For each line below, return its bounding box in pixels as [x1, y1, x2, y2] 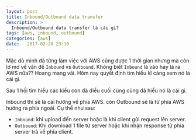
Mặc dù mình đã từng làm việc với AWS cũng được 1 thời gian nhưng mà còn [6, 57, 190, 64]
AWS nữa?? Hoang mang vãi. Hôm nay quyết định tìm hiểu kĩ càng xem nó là [6, 69, 190, 76]
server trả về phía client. [14, 128, 74, 135]
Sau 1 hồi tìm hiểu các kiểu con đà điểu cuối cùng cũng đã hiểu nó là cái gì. [6, 87, 187, 94]
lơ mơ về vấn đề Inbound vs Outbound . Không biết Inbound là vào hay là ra [6, 63, 180, 70]
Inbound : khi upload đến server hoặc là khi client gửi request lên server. [14, 116, 186, 123]
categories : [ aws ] [6, 36, 51, 41]
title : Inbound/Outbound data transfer [6, 14, 104, 20]
